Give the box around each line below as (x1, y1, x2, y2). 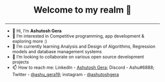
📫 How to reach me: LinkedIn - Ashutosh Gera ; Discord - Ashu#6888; (12, 64, 155, 70)
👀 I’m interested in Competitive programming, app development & (12, 33, 145, 39)
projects (12, 59, 29, 65)
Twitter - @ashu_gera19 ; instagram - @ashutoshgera (12, 72, 119, 78)
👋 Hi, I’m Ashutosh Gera (12, 28, 62, 34)
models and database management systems (12, 49, 102, 55)
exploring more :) (12, 39, 48, 44)
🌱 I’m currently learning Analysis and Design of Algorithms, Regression (12, 43, 156, 49)
